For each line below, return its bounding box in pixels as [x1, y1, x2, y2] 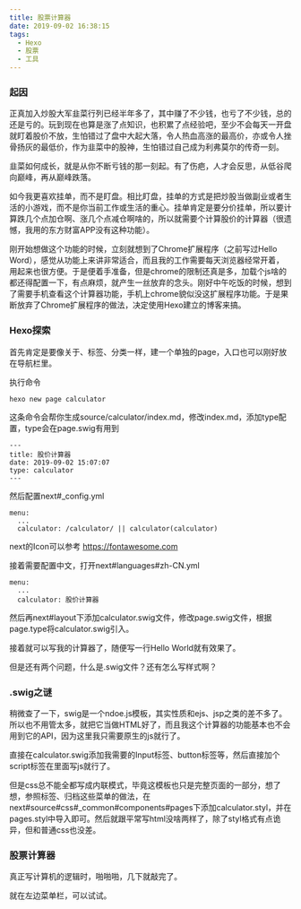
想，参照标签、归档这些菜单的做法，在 [9, 791, 150, 801]
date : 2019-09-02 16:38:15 [9, 22, 110, 30]
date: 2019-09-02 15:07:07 [9, 458, 110, 467]
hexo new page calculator [9, 394, 106, 403]
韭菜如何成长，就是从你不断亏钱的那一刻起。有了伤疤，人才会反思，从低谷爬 [9, 160, 292, 171]
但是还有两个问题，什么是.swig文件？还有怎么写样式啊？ [9, 661, 218, 672]
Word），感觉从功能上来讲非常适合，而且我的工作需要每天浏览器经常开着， [9, 255, 285, 265]
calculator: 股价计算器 [17, 595, 99, 604]
